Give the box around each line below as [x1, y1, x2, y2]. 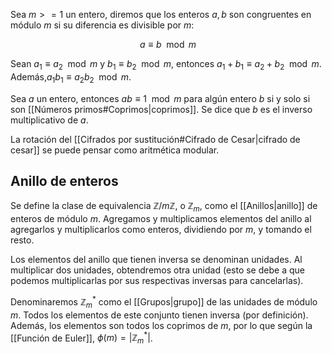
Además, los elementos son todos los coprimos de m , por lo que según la [10, 319, 313, 331]
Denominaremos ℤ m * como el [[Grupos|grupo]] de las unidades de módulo [10, 294, 318, 310]
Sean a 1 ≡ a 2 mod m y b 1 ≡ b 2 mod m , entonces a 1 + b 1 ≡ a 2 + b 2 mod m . [10, 58, 322, 72]
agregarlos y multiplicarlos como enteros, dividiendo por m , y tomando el [10, 224, 312, 236]
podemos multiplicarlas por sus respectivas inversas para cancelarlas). [10, 275, 304, 287]
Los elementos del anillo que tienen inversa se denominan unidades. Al [10, 254, 303, 266]
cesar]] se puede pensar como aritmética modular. [10, 144, 220, 156]
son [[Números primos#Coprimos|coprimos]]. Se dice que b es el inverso [10, 103, 313, 115]
